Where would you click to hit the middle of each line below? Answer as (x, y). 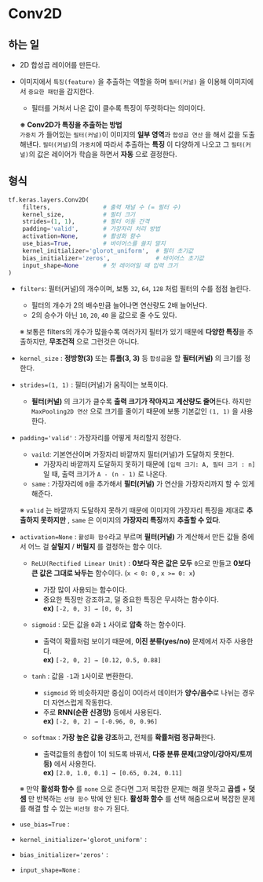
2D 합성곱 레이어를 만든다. (60, 65)
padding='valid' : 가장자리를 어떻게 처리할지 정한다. (100, 438)
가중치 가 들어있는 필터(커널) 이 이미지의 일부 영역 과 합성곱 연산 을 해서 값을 (130, 135)
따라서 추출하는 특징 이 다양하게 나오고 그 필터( (174, 144)
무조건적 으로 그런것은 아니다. (94, 341)
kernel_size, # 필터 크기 (79, 214)
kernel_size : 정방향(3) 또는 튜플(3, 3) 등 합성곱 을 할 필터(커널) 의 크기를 (131, 359)
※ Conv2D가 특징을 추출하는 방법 (71, 125)
